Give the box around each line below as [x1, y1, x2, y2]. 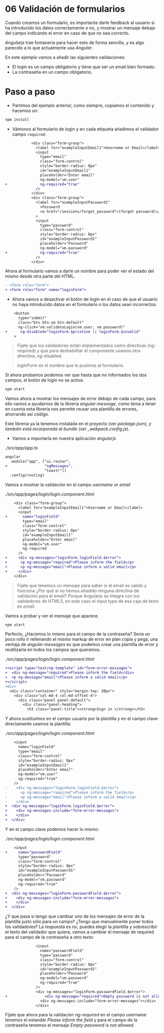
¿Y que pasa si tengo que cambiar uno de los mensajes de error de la [5, 913, 145, 919]
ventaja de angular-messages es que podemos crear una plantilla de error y [5, 642, 159, 647]
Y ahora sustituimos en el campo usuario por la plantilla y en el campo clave [5, 716, 158, 722]
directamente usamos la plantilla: [5, 721, 72, 727]
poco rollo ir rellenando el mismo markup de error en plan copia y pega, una [5, 636, 158, 642]
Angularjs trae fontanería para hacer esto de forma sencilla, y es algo [5, 39, 145, 45]
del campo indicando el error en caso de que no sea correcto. [5, 30, 130, 36]
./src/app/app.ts [5, 445, 38, 451]
